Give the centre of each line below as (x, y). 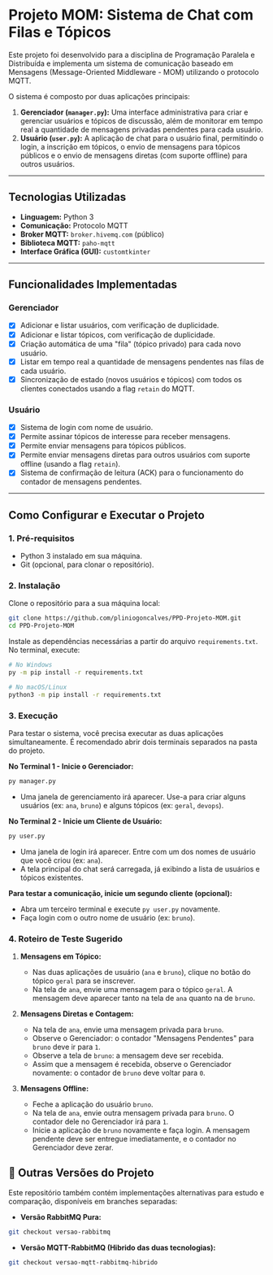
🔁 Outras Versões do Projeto (81, 1173)
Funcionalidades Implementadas (93, 285)
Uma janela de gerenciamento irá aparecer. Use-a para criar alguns (133, 796)
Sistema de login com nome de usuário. (87, 428)
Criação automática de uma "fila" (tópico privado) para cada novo (130, 344)
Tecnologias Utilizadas (67, 197)
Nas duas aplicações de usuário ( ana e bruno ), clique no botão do (141, 972)
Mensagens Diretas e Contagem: (77, 1013)
